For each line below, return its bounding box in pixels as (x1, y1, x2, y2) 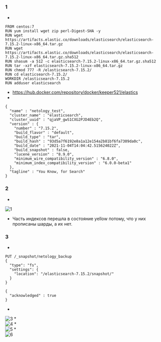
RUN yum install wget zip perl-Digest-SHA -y (5, 29, 101, 34)
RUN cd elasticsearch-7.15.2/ (5, 72, 68, 77)
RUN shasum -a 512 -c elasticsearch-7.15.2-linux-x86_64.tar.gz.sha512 (5, 59, 156, 64)
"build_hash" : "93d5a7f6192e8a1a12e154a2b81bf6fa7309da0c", (14, 139, 143, 144)
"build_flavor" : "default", (14, 130, 74, 135)
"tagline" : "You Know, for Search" (9, 170, 85, 174)
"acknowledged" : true (9, 293, 56, 298)
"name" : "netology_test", (9, 109, 65, 114)
